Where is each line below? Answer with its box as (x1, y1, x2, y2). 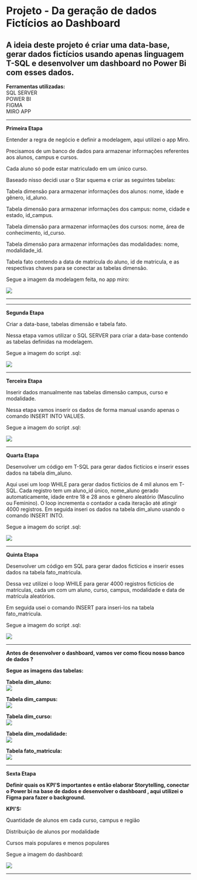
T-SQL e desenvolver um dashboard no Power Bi (6, 58, 186, 68)
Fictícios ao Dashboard (6, 16, 121, 30)
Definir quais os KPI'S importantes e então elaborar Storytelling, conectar (6, 781, 189, 788)
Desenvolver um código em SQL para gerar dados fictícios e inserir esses (6, 563, 184, 570)
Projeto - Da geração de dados (6, 4, 157, 18)
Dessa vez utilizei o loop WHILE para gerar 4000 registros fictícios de (6, 580, 174, 587)
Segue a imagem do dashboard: (6, 851, 83, 858)
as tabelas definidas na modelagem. (6, 339, 94, 345)
